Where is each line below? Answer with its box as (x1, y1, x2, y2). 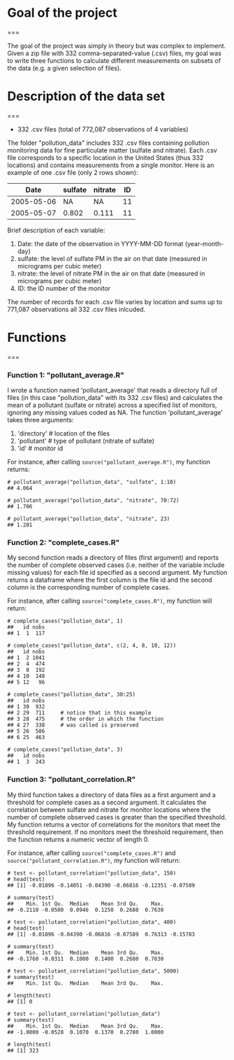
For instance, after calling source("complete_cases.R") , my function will (7, 596, 212, 606)
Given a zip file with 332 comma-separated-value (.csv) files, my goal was (7, 49, 222, 57)
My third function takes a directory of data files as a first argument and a (7, 790, 217, 798)
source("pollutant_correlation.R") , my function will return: (7, 856, 180, 864)
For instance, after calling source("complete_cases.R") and (7, 848, 176, 857)
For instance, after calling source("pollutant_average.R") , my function (7, 458, 211, 466)
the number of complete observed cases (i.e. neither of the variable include (7, 561, 225, 569)
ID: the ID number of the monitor (17, 284, 111, 292)
